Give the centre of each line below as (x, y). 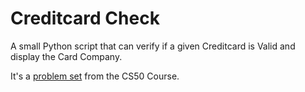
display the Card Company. (66, 56)
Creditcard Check (85, 18)
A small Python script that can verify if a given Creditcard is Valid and (153, 46)
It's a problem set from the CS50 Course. (95, 76)
